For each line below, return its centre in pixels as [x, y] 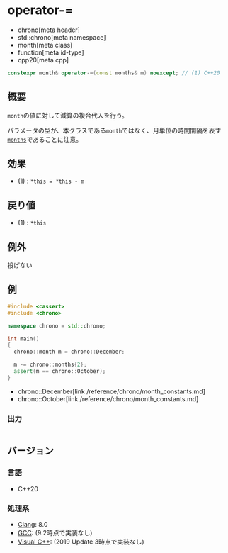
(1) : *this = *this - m [51, 181]
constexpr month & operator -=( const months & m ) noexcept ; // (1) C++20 [114, 73]
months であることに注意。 [45, 139]
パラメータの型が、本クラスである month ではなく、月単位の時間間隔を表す [114, 130]
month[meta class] [45, 45]
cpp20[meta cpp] [43, 60]
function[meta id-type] [51, 52]
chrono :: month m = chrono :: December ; [69, 352]
